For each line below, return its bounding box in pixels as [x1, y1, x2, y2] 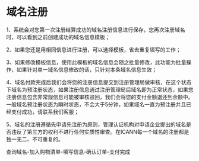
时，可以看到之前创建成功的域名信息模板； [6, 33, 110, 40]
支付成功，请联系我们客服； [11, 108, 79, 115]
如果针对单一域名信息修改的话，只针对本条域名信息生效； [16, 66, 157, 73]
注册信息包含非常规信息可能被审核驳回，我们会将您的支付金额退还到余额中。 [6, 93, 194, 101]
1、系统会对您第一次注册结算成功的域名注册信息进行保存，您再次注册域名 [6, 26, 185, 33]
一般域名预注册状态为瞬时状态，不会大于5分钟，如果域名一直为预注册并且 [6, 101, 187, 108]
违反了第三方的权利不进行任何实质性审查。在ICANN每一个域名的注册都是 [11, 128, 189, 135]
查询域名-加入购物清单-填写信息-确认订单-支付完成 [6, 148, 131, 155]
